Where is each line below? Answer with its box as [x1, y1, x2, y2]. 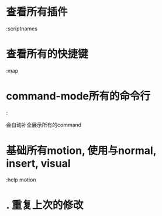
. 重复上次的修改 [6, 198, 84, 211]
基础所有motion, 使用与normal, [6, 144, 157, 157]
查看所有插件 [6, 5, 68, 19]
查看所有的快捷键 [6, 47, 89, 61]
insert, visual [6, 157, 71, 170]
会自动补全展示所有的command [6, 121, 82, 128]
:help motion [6, 176, 36, 183]
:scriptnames [6, 25, 38, 32]
